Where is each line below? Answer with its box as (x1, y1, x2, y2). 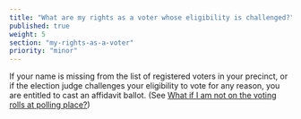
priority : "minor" (9, 47, 78, 55)
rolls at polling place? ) (9, 99, 91, 110)
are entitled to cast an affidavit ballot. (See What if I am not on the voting (9, 90, 277, 101)
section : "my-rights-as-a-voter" (9, 38, 134, 47)
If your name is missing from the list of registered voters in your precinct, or (9, 71, 288, 81)
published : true (9, 21, 70, 30)
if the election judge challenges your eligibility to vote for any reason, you (9, 81, 280, 91)
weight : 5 (9, 30, 47, 38)
